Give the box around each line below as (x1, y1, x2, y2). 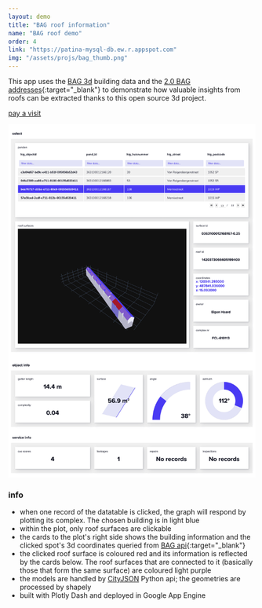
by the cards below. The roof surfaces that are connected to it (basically (19, 558, 253, 567)
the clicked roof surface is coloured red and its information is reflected (19, 549, 248, 559)
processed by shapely (19, 582, 92, 592)
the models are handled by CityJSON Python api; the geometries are (19, 574, 241, 584)
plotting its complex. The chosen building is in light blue (19, 515, 200, 526)
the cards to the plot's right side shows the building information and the (19, 533, 251, 542)
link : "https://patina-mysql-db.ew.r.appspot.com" (8, 46, 177, 54)
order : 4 (8, 38, 37, 46)
